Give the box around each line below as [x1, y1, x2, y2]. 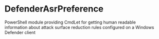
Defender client [4, 29, 36, 35]
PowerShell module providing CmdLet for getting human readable [4, 19, 136, 25]
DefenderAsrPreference [4, 3, 104, 14]
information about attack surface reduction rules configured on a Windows [4, 24, 154, 30]
